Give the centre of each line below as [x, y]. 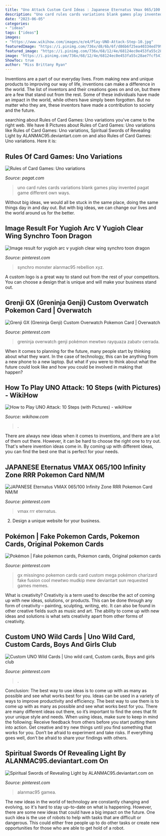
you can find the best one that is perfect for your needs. [62, 452]
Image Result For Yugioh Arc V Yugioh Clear [74, 229]
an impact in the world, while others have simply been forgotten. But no [78, 100]
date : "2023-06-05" [25, 19]
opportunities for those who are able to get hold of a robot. [65, 828]
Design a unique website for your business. [56, 521]
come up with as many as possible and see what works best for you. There [82, 706]
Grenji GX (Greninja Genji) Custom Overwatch [77, 303]
